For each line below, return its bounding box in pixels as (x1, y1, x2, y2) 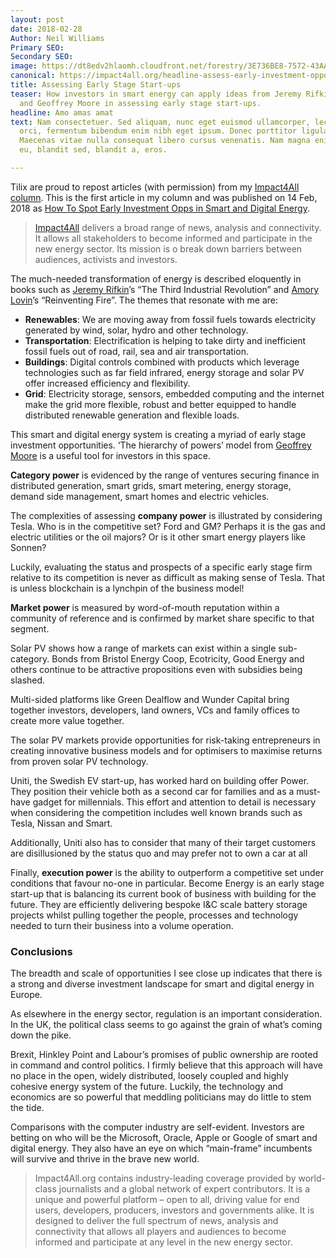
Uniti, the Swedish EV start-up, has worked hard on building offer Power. (10, 774, 310, 786)
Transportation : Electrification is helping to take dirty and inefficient (24, 334, 307, 346)
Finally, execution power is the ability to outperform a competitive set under (10, 866, 325, 878)
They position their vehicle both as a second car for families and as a (10, 785, 295, 797)
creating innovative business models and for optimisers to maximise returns (10, 744, 323, 756)
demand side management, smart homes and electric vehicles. (10, 490, 270, 502)
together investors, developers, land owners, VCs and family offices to (10, 704, 301, 716)
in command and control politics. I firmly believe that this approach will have (10, 1059, 323, 1071)
